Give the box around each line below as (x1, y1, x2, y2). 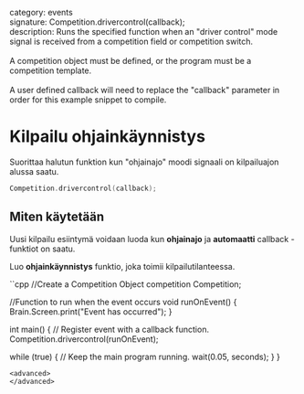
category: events (9, 7, 73, 17)
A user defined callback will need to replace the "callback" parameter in (9, 85, 280, 95)
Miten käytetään (9, 209, 105, 225)
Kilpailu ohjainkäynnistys (9, 126, 205, 147)
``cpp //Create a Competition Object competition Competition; (9, 278, 242, 290)
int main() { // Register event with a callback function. (9, 324, 210, 335)
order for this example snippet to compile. (9, 94, 167, 105)
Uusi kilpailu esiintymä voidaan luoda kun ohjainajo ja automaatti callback (9, 233, 289, 244)
